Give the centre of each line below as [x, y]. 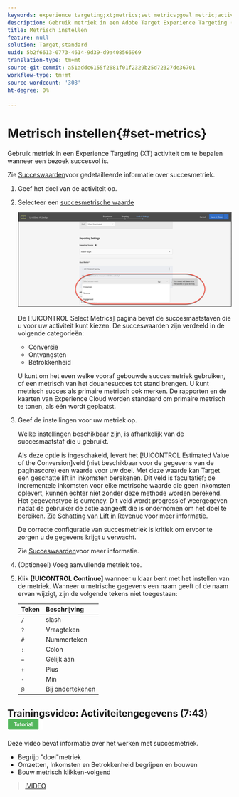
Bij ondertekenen [71, 689]
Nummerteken [67, 639]
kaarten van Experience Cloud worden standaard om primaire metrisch [121, 398]
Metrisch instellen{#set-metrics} [107, 134]
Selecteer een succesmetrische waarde [76, 202]
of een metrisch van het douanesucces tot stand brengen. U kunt [113, 383]
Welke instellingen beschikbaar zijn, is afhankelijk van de [101, 434]
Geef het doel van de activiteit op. [67, 189]
